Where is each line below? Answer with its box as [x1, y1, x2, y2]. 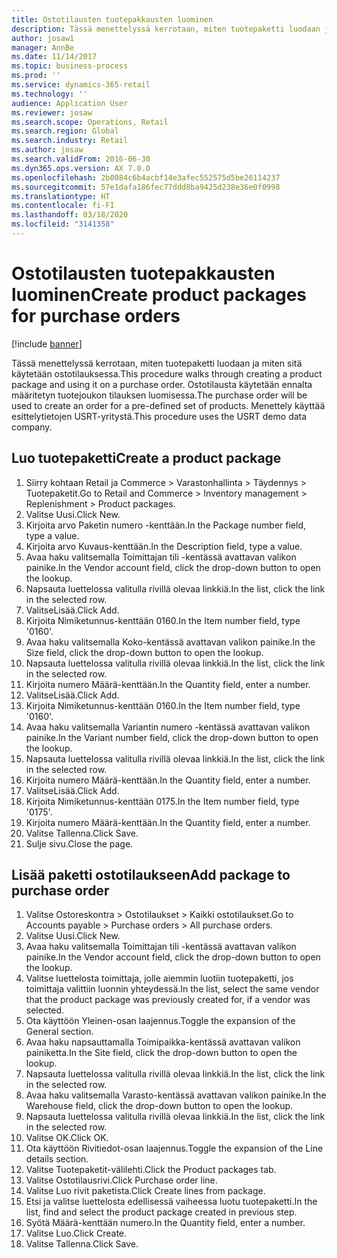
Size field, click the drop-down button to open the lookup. [25, 646, 264, 658]
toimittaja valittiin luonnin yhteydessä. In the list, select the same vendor [25, 983, 320, 995]
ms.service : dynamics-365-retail [11, 80, 151, 90]
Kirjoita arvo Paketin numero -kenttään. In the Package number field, [25, 519, 307, 531]
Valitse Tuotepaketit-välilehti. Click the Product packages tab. [25, 1164, 277, 1176]
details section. [25, 1153, 89, 1165]
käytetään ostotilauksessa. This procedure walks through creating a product [11, 367, 323, 380]
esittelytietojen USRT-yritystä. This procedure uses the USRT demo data [11, 410, 308, 422]
